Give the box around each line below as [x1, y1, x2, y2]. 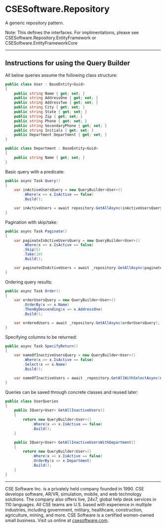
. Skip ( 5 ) [23, 247, 41, 252]
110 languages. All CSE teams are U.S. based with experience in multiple [5, 501, 152, 507]
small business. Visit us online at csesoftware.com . [5, 517, 109, 523]
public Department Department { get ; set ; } [14, 132, 107, 137]
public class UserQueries [5, 399, 58, 404]
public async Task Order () [5, 288, 61, 293]
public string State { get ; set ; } [14, 109, 87, 114]
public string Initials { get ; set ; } [14, 128, 94, 133]
